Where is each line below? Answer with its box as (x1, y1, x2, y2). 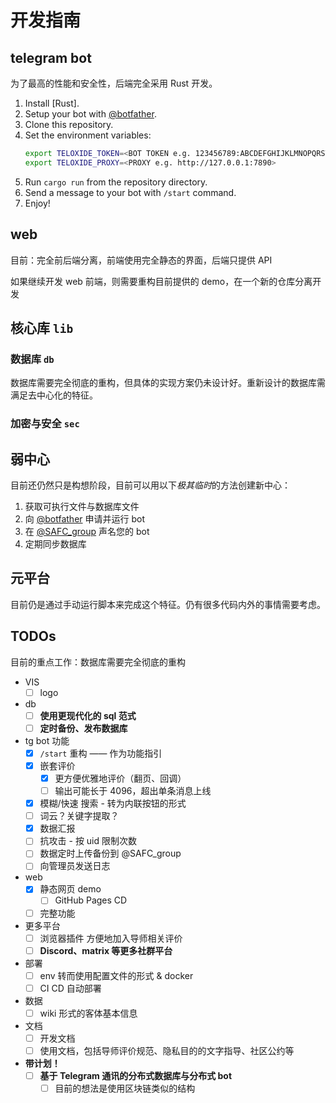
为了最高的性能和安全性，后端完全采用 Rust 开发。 (10, 77, 218, 89)
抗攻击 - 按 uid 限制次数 (39, 835, 138, 847)
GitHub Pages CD (54, 894, 128, 906)
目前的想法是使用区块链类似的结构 (54, 1082, 196, 1095)
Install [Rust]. (24, 97, 80, 109)
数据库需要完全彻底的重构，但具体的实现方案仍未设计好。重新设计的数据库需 (10, 377, 326, 389)
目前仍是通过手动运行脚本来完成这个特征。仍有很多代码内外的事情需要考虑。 (10, 598, 326, 610)
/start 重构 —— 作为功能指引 (39, 747, 163, 759)
